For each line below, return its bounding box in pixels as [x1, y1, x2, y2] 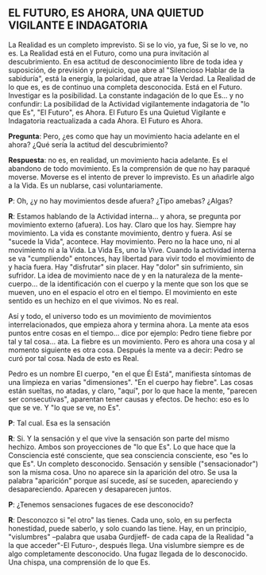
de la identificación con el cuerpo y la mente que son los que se [39, 278, 249, 289]
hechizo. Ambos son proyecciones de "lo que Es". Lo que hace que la [8, 441, 236, 452]
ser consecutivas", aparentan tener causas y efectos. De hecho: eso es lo [8, 394, 249, 404]
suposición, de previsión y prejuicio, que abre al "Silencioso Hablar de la [8, 65, 245, 75]
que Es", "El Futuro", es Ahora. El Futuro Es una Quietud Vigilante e [8, 107, 226, 117]
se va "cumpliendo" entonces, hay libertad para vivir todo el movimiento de [8, 254, 255, 263]
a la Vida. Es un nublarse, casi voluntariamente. [8, 181, 163, 190]
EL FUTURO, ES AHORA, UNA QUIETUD [8, 6, 204, 20]
